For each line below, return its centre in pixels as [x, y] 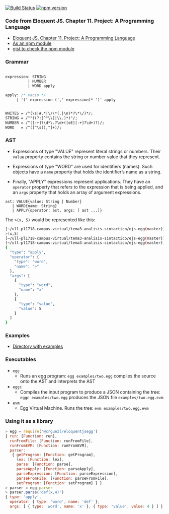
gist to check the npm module [43, 49]
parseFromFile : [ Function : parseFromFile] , [63, 478]
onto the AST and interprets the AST [58, 381]
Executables [21, 359]
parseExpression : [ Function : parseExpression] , [67, 474]
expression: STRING [26, 77]
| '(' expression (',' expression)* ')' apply [66, 100]
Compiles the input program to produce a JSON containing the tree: [90, 392]
